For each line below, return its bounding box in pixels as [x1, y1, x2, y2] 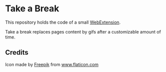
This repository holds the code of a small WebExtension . [5, 19, 121, 25]
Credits [5, 48, 29, 57]
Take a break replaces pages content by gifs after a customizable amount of [5, 29, 162, 35]
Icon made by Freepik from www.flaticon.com [5, 61, 99, 67]
